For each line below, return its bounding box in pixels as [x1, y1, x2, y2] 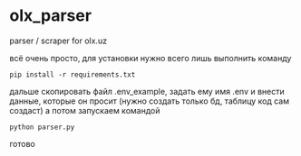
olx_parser [9, 5, 92, 26]
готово [9, 138, 36, 149]
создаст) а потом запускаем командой [9, 105, 160, 115]
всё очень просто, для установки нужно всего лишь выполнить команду [9, 52, 292, 63]
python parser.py [9, 123, 75, 132]
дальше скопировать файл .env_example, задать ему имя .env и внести [9, 86, 285, 96]
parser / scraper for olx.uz [9, 35, 107, 46]
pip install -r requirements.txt [9, 69, 136, 79]
